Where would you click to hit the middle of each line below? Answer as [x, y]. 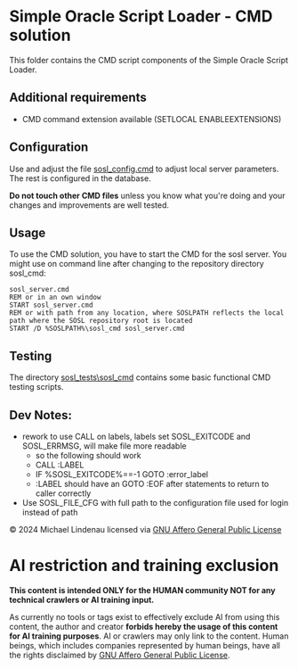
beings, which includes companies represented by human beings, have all [145, 645]
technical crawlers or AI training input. [82, 599]
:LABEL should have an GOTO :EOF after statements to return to [152, 484]
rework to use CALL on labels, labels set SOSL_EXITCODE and [136, 436]
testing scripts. [36, 387]
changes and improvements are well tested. [89, 205]
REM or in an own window [55, 297]
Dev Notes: [41, 415]
